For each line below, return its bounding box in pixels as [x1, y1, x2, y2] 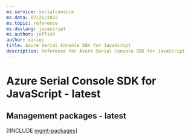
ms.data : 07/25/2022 [6, 14, 59, 21]
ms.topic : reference [6, 20, 59, 26]
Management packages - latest [6, 111, 127, 121]
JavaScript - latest [6, 87, 101, 100]
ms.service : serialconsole [6, 8, 74, 15]
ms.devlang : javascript [6, 25, 66, 32]
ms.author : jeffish [6, 31, 56, 37]
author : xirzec [6, 37, 45, 43]
